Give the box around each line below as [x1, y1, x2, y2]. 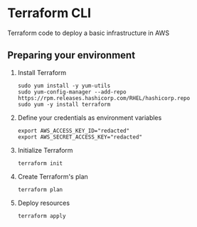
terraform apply [17, 212, 66, 219]
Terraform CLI [7, 5, 91, 21]
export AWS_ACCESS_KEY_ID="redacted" [17, 127, 130, 134]
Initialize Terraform [17, 146, 73, 154]
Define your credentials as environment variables [17, 113, 162, 122]
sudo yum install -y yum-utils [17, 82, 111, 89]
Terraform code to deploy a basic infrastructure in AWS [7, 29, 169, 37]
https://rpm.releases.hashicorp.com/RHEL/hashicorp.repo [17, 94, 191, 101]
